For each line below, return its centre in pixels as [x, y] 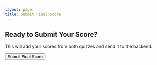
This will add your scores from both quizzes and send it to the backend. [79, 46]
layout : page [19, 10]
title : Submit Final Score [33, 14]
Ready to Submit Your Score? [52, 34]
